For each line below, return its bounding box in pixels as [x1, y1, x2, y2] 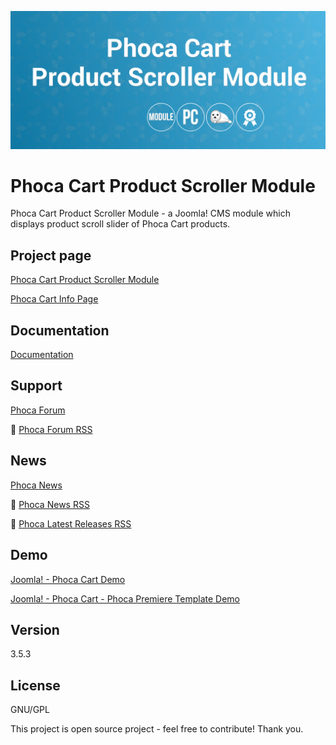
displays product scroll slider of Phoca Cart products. [10, 218, 231, 230]
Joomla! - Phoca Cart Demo [10, 573, 126, 585]
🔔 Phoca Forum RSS [10, 423, 93, 435]
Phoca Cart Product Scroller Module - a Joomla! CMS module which [10, 207, 291, 220]
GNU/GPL [10, 704, 50, 716]
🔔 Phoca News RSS [10, 498, 90, 510]
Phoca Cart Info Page [10, 293, 99, 305]
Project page [10, 247, 92, 264]
